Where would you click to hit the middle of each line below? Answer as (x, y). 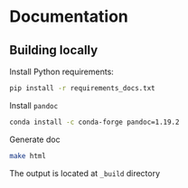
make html (28, 155)
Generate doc (35, 139)
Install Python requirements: (62, 71)
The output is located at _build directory (85, 173)
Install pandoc (34, 105)
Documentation (69, 17)
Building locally (54, 50)
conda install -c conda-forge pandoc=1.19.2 (94, 122)
